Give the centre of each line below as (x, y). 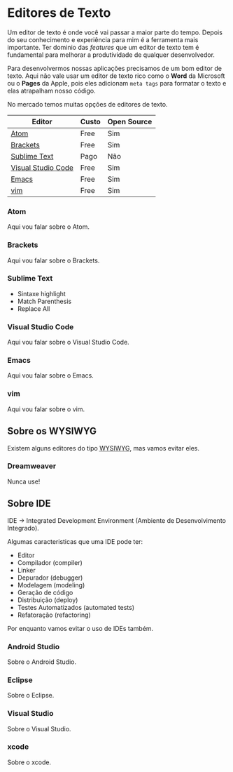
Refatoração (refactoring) (54, 615)
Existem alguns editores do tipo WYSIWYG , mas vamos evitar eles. (104, 448)
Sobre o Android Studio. (42, 662)
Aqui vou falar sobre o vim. (46, 409)
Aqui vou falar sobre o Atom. (48, 227)
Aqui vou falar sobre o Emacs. (51, 375)
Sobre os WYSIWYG (52, 431)
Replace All (34, 308)
